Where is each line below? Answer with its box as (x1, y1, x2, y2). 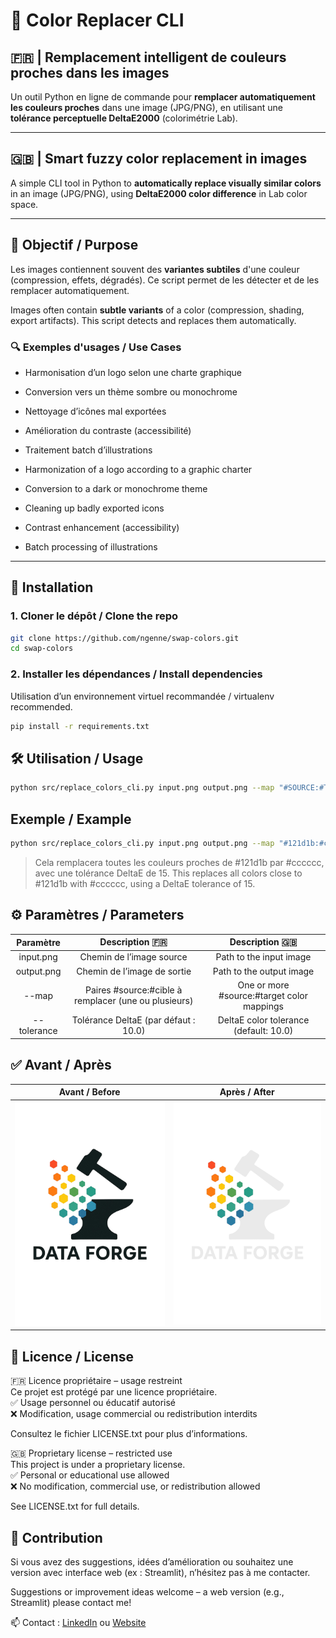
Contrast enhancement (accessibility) (24, 521, 180, 533)
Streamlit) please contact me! (10, 1597, 132, 1608)
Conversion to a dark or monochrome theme (24, 482, 208, 494)
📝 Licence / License (10, 1348, 134, 1365)
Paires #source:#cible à (84, 984, 183, 996)
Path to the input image (215, 951, 312, 963)
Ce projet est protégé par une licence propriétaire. (10, 1386, 218, 1398)
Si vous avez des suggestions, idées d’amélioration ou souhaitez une (10, 1556, 294, 1568)
